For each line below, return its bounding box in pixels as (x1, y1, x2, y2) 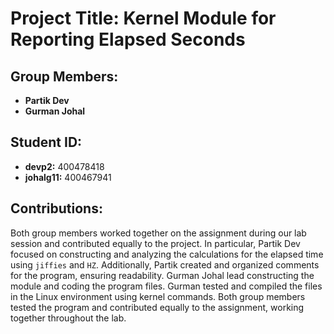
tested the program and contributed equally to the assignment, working (10, 301, 305, 313)
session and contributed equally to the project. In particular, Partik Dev (10, 237, 301, 249)
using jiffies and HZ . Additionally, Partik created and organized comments (10, 258, 320, 271)
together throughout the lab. (10, 312, 127, 324)
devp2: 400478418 (24, 160, 105, 172)
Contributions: (10, 200, 103, 217)
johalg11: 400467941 (24, 171, 112, 183)
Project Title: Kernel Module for (10, 7, 277, 30)
